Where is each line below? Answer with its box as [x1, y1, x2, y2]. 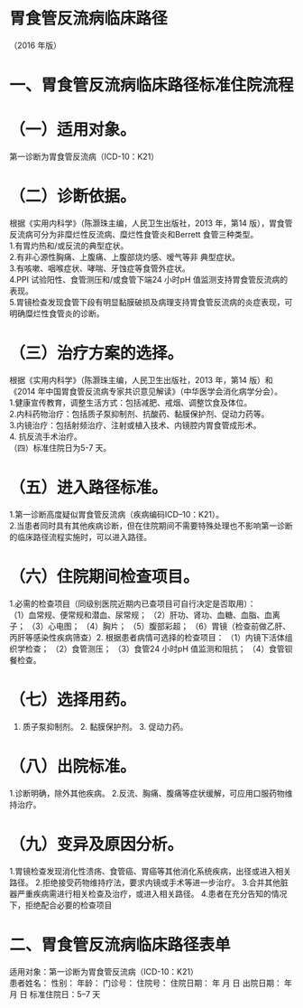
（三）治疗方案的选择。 [9, 343, 184, 364]
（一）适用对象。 [9, 119, 137, 140]
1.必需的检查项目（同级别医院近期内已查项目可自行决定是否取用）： [9, 598, 256, 609]
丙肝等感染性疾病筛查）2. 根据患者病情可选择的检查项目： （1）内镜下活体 [9, 631, 286, 642]
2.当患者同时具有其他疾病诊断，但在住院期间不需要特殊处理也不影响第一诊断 [9, 520, 293, 531]
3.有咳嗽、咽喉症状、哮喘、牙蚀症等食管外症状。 [9, 263, 191, 274]
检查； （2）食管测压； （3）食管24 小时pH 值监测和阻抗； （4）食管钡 [24, 643, 293, 654]
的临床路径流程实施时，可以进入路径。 [9, 531, 151, 542]
